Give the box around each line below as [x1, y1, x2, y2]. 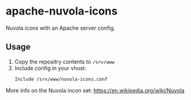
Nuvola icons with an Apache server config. [5, 24, 116, 32]
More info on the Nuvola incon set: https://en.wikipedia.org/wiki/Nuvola [5, 87, 185, 94]
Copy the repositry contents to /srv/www [14, 58, 115, 65]
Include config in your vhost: [14, 64, 86, 72]
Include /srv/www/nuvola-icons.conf [14, 76, 108, 82]
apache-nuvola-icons [5, 4, 118, 18]
